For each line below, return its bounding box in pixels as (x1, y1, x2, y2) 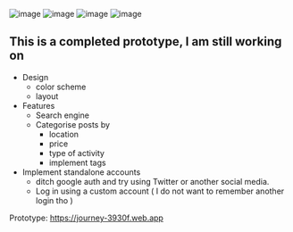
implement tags (48, 157, 106, 168)
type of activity (48, 147, 105, 158)
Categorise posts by (35, 119, 110, 129)
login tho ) (35, 195, 73, 205)
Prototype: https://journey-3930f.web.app (9, 212, 163, 223)
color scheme (35, 81, 87, 92)
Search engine (35, 110, 89, 120)
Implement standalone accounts (21, 166, 141, 178)
